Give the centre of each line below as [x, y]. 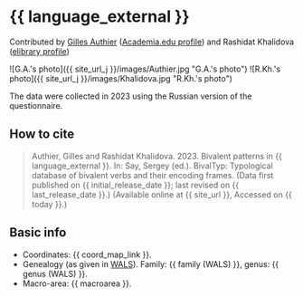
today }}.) [49, 204]
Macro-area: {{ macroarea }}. [77, 283]
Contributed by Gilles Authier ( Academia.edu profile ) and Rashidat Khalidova [152, 42]
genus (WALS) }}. [55, 273]
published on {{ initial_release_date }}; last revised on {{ [135, 185]
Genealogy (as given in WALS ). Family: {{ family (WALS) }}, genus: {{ [151, 263]
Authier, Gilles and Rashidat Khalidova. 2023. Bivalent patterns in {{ [156, 156]
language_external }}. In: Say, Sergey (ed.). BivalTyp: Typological [152, 166]
